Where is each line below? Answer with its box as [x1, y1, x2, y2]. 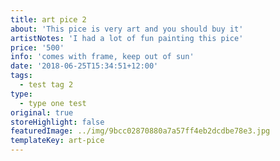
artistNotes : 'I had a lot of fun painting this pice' [10, 33, 244, 43]
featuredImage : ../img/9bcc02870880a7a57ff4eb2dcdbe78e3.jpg [10, 126, 271, 136]
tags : [10, 71, 33, 81]
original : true [10, 107, 74, 118]
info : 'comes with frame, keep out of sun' [10, 52, 195, 62]
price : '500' [10, 42, 65, 53]
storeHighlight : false [10, 117, 105, 127]
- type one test [19, 98, 87, 108]
